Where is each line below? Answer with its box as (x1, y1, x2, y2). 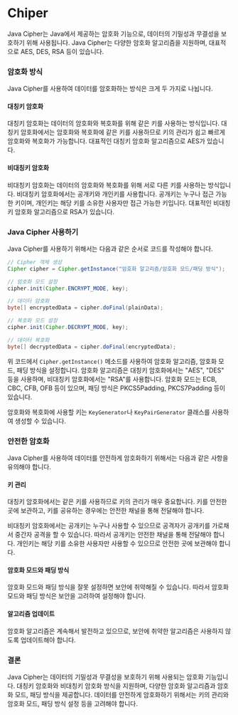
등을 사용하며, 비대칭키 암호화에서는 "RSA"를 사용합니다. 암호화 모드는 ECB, (7, 375, 217, 383)
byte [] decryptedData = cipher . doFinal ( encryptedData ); (7, 343, 176, 350)
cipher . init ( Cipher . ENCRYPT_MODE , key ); (7, 285, 129, 292)
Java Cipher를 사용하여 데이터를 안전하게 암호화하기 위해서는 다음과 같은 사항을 (7, 454, 229, 462)
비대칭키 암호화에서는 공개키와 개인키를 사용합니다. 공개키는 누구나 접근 (16, 189, 215, 198)
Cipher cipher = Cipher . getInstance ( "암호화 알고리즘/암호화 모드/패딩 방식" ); (7, 265, 226, 272)
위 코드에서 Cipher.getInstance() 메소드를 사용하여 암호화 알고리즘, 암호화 (7, 357, 217, 365)
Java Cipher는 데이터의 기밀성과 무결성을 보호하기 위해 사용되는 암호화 (7, 672, 204, 681)
